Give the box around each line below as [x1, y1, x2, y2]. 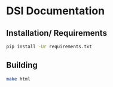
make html [6, 76, 31, 82]
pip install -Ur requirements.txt [6, 44, 93, 49]
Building [6, 60, 38, 70]
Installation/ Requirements [6, 28, 108, 38]
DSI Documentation [6, 4, 105, 18]
